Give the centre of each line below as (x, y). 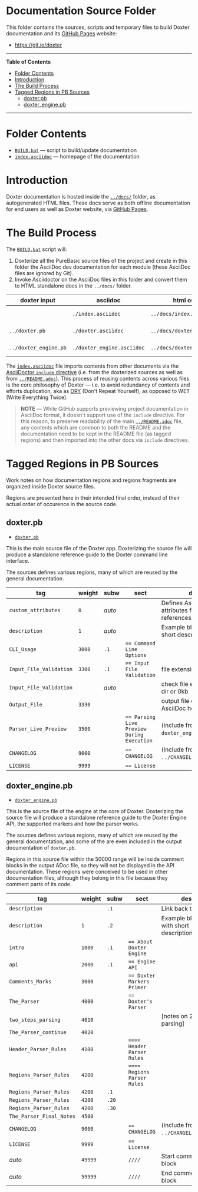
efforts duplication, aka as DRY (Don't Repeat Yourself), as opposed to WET (98, 391)
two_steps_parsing (35, 1020)
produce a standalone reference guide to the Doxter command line (87, 554)
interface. (18, 560)
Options (136, 655)
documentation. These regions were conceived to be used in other (87, 872)
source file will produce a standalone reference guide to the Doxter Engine (96, 818)
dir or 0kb (175, 691)
